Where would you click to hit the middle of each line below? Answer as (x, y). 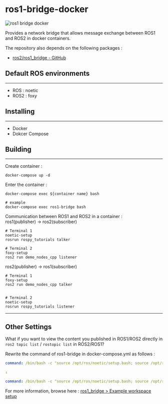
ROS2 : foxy (25, 95)
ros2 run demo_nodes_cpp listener (41, 257)
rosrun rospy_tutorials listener (40, 307)
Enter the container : (26, 185)
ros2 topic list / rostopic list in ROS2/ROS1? (55, 344)
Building (18, 149)
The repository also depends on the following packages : (64, 48)
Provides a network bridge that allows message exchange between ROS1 (80, 33)
